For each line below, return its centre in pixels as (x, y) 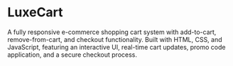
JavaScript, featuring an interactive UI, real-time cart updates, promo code (116, 47)
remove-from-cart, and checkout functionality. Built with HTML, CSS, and (115, 39)
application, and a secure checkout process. (72, 55)
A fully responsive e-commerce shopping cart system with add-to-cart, (112, 32)
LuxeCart (35, 12)
